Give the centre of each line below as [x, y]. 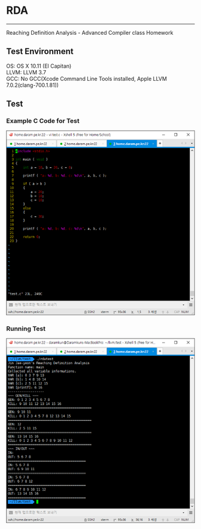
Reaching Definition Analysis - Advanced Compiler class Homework [90, 32]
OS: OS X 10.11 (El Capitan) [39, 66]
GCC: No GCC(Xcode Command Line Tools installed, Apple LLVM [87, 78]
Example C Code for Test [43, 121]
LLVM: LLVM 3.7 [26, 72]
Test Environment [40, 52]
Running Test [26, 328]
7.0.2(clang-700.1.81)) [32, 85]
